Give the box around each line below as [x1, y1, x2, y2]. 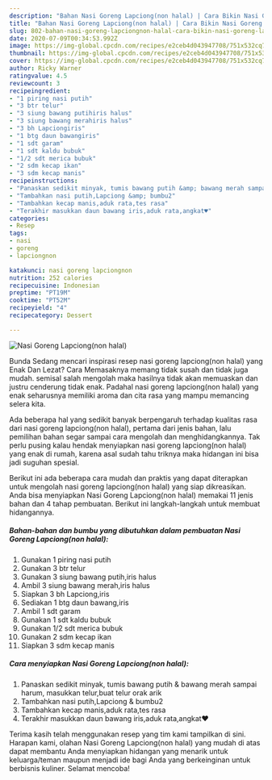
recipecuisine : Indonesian [9, 282, 100, 290]
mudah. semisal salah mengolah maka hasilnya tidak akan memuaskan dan [9, 373, 258, 383]
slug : [9, 27, 27, 35]
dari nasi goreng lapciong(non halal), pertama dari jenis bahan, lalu [9, 423, 232, 432]
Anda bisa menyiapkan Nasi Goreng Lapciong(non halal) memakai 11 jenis [9, 490, 253, 500]
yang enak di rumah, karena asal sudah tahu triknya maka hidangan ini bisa [9, 448, 259, 458]
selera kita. [9, 398, 46, 408]
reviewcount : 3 [9, 79, 61, 87]
